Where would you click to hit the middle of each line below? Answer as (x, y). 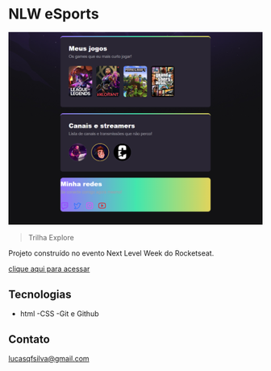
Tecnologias (40, 294)
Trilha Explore (51, 238)
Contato (29, 339)
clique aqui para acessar (49, 269)
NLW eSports (54, 14)
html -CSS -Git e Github (59, 314)
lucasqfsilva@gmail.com (49, 358)
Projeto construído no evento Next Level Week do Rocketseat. (111, 253)
